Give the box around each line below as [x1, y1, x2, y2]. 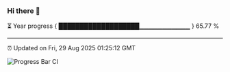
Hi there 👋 [7, 6, 41, 16]
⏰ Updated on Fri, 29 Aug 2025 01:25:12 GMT [7, 44, 136, 52]
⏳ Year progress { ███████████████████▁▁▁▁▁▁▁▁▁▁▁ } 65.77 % [7, 22, 220, 30]
